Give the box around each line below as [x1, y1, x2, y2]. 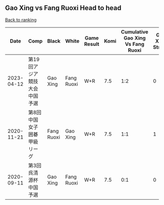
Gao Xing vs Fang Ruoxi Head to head [5, 4, 122, 12]
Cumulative [121, 28, 149, 35]
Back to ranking [5, 17, 37, 22]
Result [84, 41, 100, 47]
